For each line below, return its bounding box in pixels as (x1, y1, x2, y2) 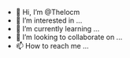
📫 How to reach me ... (15, 42, 89, 50)
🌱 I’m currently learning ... (15, 24, 100, 33)
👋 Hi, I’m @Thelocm (15, 8, 80, 16)
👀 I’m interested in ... (15, 16, 83, 25)
